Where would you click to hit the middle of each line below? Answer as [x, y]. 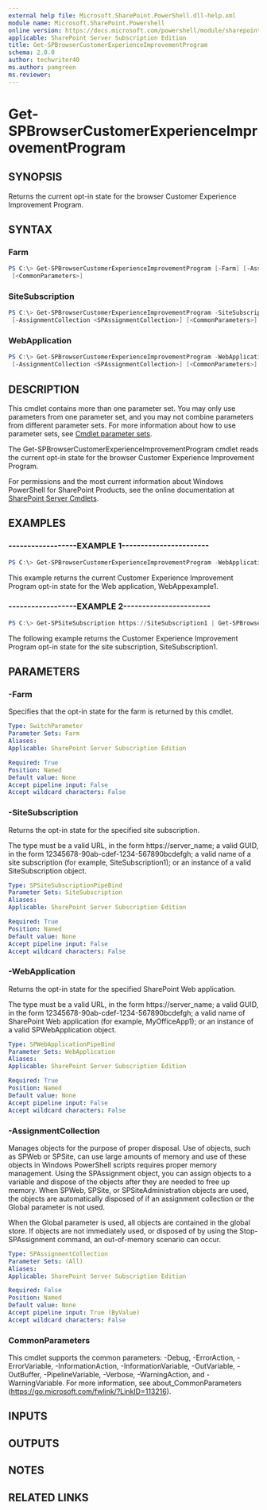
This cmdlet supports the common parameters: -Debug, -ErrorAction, [122, 1358]
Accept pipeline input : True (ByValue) [74, 1313]
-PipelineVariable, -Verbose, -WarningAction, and [124, 1375]
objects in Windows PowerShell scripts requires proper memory [112, 1164]
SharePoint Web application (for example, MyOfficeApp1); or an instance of [131, 1021]
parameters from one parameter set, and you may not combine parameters [131, 416]
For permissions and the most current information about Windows [116, 481]
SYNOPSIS [35, 177]
